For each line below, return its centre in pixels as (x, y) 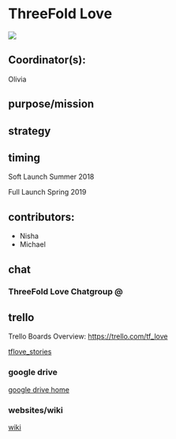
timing (24, 158)
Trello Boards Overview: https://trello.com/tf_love (88, 336)
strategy (30, 131)
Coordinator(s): (47, 60)
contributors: (41, 217)
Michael (32, 244)
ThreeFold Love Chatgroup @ (66, 292)
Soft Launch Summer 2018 (51, 177)
